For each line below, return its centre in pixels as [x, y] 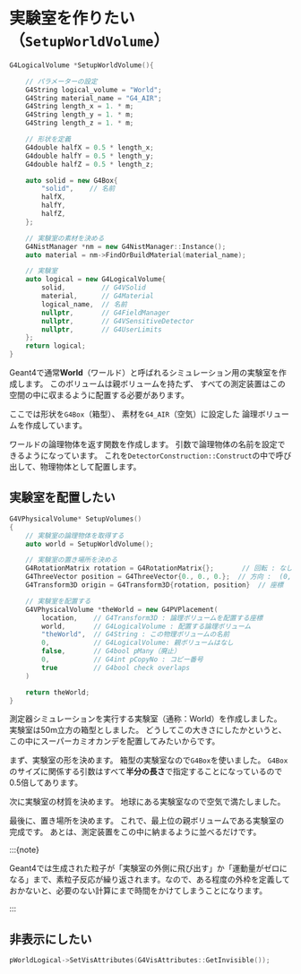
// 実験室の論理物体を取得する [75, 535]
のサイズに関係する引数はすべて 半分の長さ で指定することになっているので [146, 771]
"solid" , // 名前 [78, 189]
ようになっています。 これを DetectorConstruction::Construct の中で [150, 456]
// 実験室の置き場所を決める [72, 560]
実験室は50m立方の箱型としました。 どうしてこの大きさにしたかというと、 [148, 730]
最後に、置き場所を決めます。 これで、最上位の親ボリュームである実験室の [147, 821]
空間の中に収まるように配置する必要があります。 [99, 395]
